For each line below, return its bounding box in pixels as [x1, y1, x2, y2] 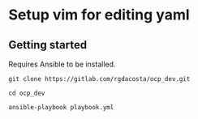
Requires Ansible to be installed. [8, 59, 116, 69]
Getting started [8, 38, 88, 52]
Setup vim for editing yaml [8, 6, 190, 24]
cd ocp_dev [8, 89, 45, 97]
